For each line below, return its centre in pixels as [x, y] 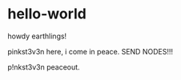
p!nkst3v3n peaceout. [44, 67]
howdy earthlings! [37, 36]
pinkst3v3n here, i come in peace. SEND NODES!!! [90, 51]
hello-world [47, 14]
